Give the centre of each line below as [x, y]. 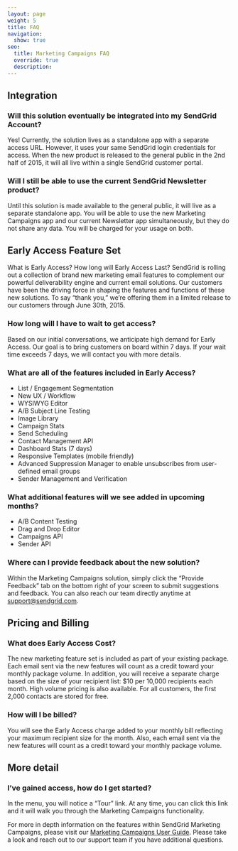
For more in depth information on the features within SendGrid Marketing [114, 825]
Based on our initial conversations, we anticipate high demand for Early [112, 339]
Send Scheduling [43, 433]
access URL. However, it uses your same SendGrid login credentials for [112, 148]
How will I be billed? [42, 715]
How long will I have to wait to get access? [82, 324]
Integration [33, 96]
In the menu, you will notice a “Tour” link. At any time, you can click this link [118, 803]
